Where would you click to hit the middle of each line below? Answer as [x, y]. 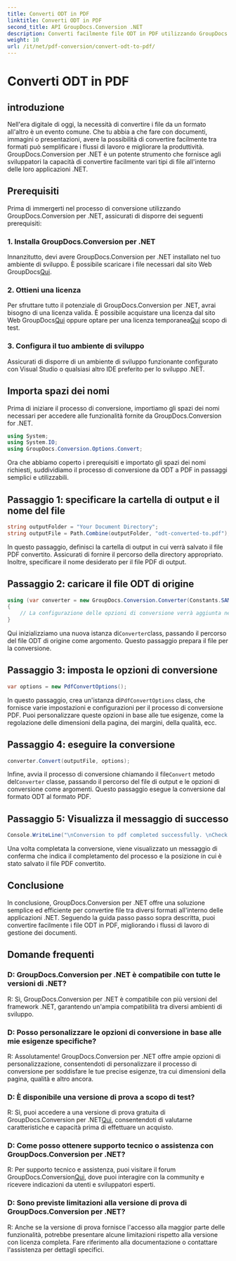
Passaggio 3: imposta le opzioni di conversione [112, 670]
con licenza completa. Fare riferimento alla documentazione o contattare [112, 1242]
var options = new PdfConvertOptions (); [67, 687]
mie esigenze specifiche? [52, 1041]
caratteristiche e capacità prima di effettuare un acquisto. [90, 1127]
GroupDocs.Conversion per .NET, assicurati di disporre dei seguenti [105, 216]
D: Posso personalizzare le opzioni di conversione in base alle [114, 1032]
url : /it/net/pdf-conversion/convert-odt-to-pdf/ [81, 46]
